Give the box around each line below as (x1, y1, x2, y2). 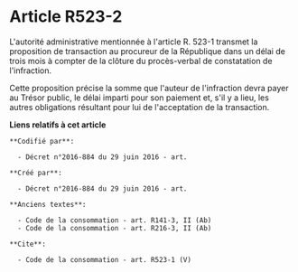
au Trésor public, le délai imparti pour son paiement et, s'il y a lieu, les (9, 92, 269, 103)
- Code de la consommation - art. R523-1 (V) (17, 255, 192, 264)
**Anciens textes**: (9, 200, 88, 209)
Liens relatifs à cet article (9, 119, 107, 130)
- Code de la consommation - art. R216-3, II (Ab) (17, 223, 212, 232)
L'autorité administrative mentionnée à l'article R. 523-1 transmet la (9, 36, 258, 47)
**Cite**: (9, 239, 47, 249)
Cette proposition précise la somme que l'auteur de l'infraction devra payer (9, 82, 289, 93)
